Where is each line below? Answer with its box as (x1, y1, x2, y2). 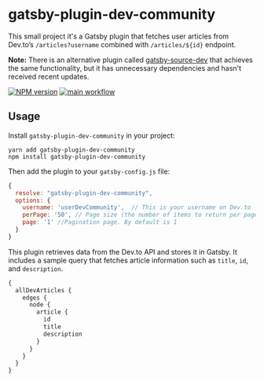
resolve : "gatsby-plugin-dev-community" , (15, 189, 153, 197)
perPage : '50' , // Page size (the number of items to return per (22, 211, 241, 219)
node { (28, 301, 51, 309)
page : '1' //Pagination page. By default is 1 (22, 219, 178, 226)
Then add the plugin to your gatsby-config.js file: (8, 167, 170, 176)
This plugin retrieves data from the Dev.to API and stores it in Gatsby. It (8, 247, 238, 256)
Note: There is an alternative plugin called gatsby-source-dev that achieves (8, 55, 253, 64)
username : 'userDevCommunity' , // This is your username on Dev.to (22, 204, 251, 211)
